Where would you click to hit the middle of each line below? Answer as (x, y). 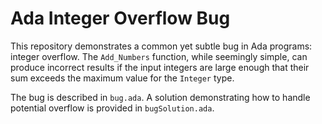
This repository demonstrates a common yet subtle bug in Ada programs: (161, 46)
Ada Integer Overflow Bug (120, 18)
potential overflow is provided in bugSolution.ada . (112, 108)
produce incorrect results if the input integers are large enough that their (160, 67)
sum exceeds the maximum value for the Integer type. (122, 78)
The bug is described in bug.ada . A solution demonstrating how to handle (160, 97)
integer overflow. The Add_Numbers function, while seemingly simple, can (159, 56)
